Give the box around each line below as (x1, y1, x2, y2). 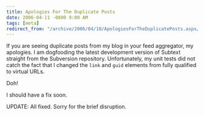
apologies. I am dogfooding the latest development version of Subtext (6, 49, 181, 56)
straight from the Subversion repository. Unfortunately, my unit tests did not (6, 55, 195, 62)
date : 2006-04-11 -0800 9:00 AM (6, 14, 88, 21)
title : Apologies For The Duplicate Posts (6, 8, 115, 15)
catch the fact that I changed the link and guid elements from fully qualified (6, 62, 197, 69)
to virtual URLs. (6, 68, 45, 76)
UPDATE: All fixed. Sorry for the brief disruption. (6, 103, 127, 111)
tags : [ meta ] (6, 20, 39, 26)
